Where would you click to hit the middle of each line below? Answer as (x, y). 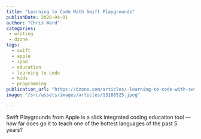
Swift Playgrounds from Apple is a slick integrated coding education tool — (98, 117)
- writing (21, 34)
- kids (20, 78)
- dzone (18, 39)
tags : (13, 45)
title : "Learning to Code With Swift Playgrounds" (71, 12)
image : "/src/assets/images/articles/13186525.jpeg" (73, 95)
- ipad (20, 61)
